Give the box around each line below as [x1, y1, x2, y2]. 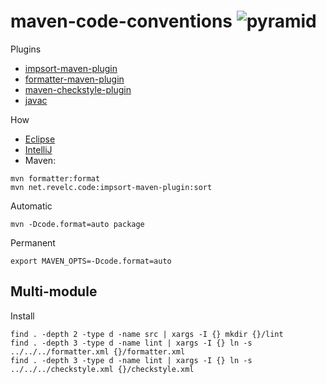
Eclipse [24, 133, 56, 145]
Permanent [10, 236, 56, 249]
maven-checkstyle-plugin [24, 83, 132, 95]
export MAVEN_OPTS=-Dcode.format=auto [10, 256, 172, 266]
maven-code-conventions [10, 10, 233, 33]
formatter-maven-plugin [24, 73, 125, 85]
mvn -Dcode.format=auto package [10, 219, 145, 229]
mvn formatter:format [10, 173, 101, 184]
